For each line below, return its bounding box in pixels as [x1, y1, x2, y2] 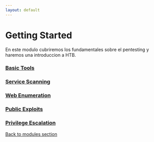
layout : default [5, 7, 40, 13]
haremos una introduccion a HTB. [5, 52, 76, 58]
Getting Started [5, 29, 73, 41]
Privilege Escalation [5, 120, 56, 127]
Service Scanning [5, 78, 51, 85]
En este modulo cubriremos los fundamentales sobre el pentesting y [5, 46, 149, 53]
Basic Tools [5, 64, 35, 72]
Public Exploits [5, 106, 43, 113]
